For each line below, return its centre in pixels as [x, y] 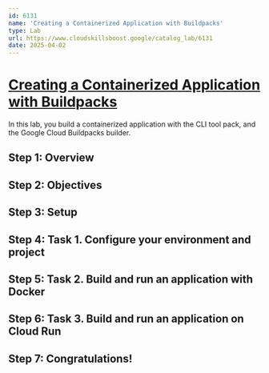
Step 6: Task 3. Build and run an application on [126, 319]
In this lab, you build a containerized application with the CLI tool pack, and [132, 124]
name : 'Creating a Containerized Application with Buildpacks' [116, 23]
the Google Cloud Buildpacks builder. [70, 133]
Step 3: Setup [43, 213]
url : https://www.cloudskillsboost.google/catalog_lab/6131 [111, 38]
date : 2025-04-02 [37, 46]
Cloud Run [35, 332]
